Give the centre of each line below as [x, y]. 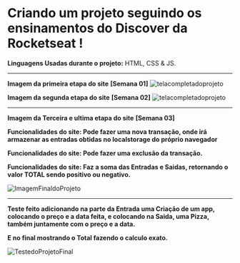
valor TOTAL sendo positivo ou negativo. [69, 174]
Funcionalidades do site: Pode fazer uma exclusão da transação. [105, 153]
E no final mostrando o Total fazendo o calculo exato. [87, 237]
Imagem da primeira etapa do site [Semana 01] [78, 83]
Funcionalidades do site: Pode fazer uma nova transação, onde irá [107, 131]
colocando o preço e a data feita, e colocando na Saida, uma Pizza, [108, 216]
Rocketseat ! [45, 43]
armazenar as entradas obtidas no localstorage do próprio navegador [112, 139]
